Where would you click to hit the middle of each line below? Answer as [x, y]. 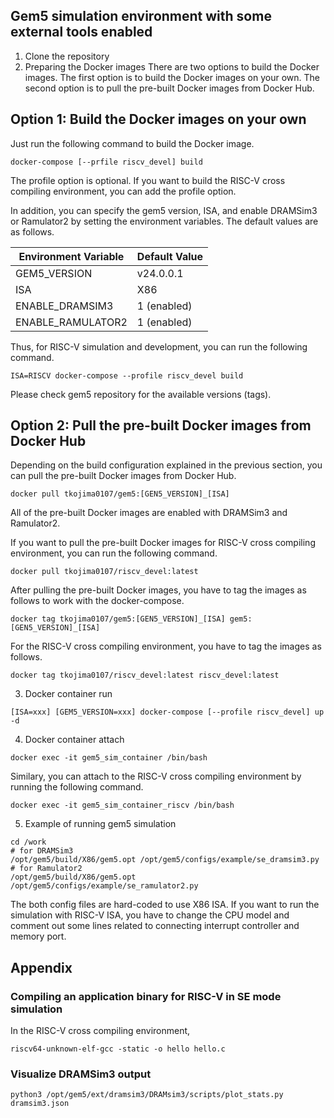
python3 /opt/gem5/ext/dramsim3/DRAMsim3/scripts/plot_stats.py [147, 1095]
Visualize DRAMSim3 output [81, 1074]
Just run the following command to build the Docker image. [132, 143]
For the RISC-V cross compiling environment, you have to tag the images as [166, 646]
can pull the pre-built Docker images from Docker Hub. [123, 476]
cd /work [28, 842]
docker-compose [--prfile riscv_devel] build [106, 162]
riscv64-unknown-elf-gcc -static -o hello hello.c [118, 1049]
